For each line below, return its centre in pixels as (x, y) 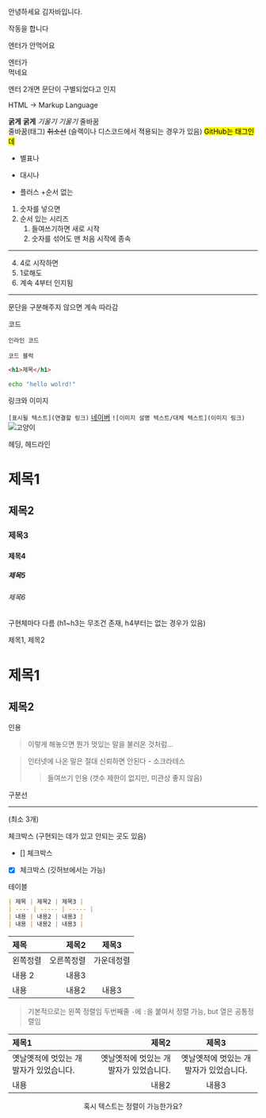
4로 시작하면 (39, 263)
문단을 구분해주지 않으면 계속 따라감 (63, 307)
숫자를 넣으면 (40, 209)
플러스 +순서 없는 (46, 192)
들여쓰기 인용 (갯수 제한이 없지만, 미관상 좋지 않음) (125, 778)
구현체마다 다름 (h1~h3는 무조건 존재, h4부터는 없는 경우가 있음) (107, 623)
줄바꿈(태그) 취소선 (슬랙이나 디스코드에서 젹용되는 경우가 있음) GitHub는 (121, 131)
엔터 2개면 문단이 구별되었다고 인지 (62, 89)
